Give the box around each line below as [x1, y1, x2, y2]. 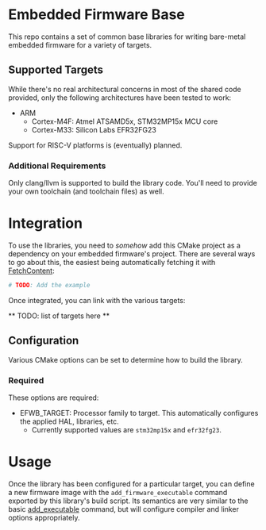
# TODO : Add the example [8, 281, 91, 289]
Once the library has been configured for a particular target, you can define [8, 478, 256, 489]
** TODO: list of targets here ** [8, 311, 110, 321]
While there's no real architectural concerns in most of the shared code [8, 84, 242, 94]
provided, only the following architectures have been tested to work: [8, 93, 232, 102]
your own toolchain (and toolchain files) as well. [8, 186, 164, 196]
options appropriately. [8, 513, 80, 522]
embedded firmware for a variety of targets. [8, 40, 152, 49]
